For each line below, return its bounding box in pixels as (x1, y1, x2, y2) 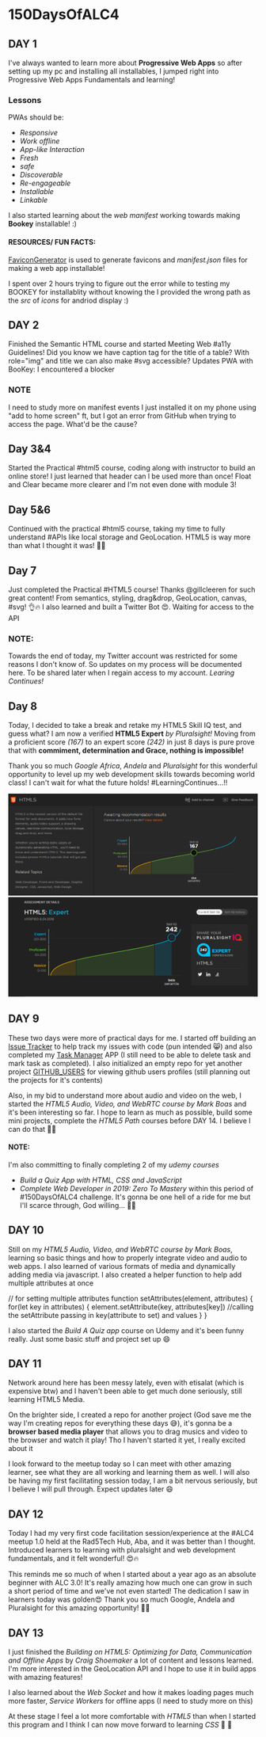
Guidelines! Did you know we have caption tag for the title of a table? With (8, 348, 249, 357)
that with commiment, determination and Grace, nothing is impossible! (8, 746, 245, 756)
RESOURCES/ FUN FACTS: (8, 237, 97, 246)
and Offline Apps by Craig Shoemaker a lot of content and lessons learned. (8, 1655, 254, 1665)
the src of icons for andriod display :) (8, 295, 129, 305)
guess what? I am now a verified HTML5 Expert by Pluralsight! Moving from (8, 729, 256, 738)
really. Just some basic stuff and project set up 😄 (8, 1334, 171, 1343)
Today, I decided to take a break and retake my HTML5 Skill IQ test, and (8, 721, 242, 730)
